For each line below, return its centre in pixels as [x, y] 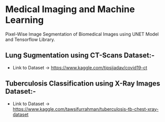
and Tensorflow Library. [30, 39]
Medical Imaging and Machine [70, 9]
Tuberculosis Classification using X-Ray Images [83, 84]
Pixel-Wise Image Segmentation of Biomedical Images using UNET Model [82, 34]
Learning [25, 20]
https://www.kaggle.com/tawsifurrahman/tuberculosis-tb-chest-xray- [86, 109]
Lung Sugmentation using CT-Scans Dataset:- [80, 55]
